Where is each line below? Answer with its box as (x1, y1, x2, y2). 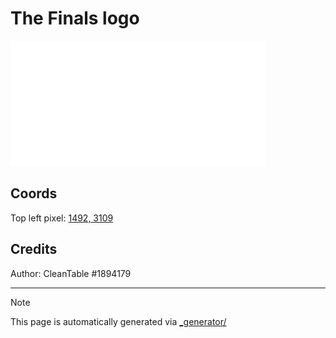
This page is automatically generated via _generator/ (10, 315, 227, 327)
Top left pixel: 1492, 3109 (10, 212, 114, 224)
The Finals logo (10, 7, 140, 30)
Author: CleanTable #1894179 (10, 267, 132, 279)
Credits (10, 241, 58, 258)
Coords (10, 185, 58, 202)
